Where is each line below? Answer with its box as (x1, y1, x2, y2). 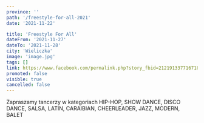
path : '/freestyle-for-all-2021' (6, 15, 91, 21)
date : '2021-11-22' (6, 20, 56, 26)
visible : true (6, 76, 42, 82)
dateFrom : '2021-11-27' (6, 37, 67, 43)
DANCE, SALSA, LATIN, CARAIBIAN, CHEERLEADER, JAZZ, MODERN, (6, 105, 180, 112)
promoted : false (6, 70, 47, 76)
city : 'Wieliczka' (6, 48, 53, 55)
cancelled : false (6, 82, 50, 88)
